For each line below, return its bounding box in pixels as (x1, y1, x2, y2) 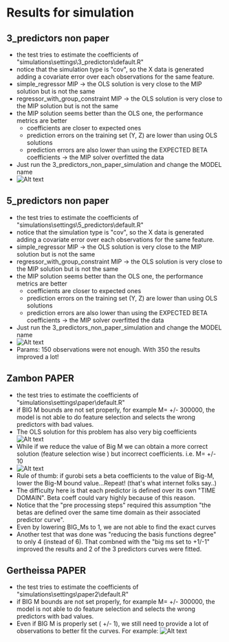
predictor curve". (16, 515, 65, 523)
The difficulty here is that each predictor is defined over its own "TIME (16, 486, 216, 494)
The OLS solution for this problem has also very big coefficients (16, 428, 197, 436)
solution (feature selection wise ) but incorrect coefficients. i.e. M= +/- (16, 450, 217, 458)
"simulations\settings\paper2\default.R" (16, 590, 129, 599)
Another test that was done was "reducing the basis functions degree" (16, 530, 217, 539)
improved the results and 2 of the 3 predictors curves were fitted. (16, 545, 202, 553)
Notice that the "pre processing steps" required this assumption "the (16, 501, 211, 509)
